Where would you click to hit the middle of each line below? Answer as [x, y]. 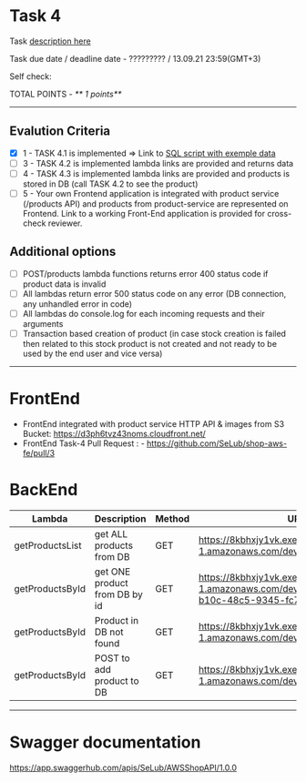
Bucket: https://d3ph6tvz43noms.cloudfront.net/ [114, 434]
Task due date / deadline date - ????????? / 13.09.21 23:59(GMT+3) [135, 58]
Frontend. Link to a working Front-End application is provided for [144, 213]
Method [172, 518]
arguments [43, 324]
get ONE [112, 572]
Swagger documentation [105, 742]
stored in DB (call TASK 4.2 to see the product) [110, 184]
